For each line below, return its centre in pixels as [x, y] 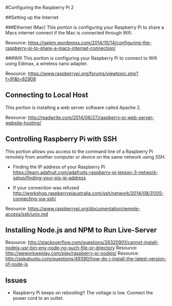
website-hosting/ [23, 123]
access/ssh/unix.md [27, 214]
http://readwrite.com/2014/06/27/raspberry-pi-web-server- [91, 117]
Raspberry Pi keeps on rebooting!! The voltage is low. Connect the [83, 293]
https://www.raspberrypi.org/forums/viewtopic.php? [83, 73]
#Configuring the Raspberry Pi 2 [40, 7]
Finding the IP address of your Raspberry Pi [59, 167]
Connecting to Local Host [47, 95]
